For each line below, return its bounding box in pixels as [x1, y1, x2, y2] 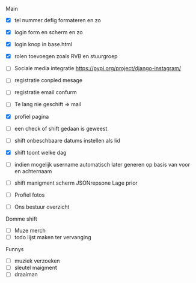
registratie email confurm [14, 89, 78, 96]
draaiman [14, 271, 38, 278]
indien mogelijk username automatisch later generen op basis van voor [14, 161, 191, 168]
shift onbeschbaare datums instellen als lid [14, 137, 121, 144]
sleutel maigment [14, 264, 58, 272]
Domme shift [5, 215, 37, 222]
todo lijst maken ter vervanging [14, 234, 91, 241]
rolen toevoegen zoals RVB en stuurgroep [14, 53, 118, 60]
